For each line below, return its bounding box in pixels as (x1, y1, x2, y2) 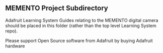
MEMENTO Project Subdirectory (5, 4, 108, 12)
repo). (5, 27, 18, 34)
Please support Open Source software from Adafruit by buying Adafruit (5, 37, 153, 43)
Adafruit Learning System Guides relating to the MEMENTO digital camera (5, 17, 158, 23)
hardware (5, 42, 25, 49)
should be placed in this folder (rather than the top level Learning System (5, 22, 157, 28)
